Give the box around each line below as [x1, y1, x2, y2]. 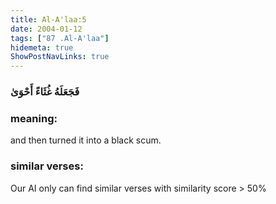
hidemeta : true [10, 42, 74, 53]
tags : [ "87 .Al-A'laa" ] [10, 33, 110, 43]
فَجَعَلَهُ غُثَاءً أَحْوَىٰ [10, 85, 80, 99]
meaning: [10, 111, 58, 125]
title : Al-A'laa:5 [10, 14, 87, 25]
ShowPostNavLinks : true [10, 52, 110, 62]
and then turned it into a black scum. [10, 134, 162, 146]
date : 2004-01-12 [10, 24, 83, 34]
